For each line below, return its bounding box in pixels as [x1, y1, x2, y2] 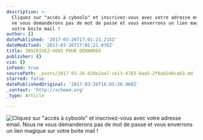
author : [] [6, 31, 34, 37]
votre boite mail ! [11, 25, 61, 32]
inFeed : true [6, 64, 39, 71]
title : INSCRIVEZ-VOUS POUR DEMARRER [6, 48, 101, 54]
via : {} [6, 59, 26, 65]
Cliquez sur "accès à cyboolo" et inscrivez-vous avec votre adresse [11, 14, 190, 20]
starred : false [6, 76, 45, 82]
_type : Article [6, 93, 45, 99]
